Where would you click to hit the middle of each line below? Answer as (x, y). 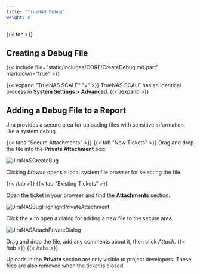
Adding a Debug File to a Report (66, 110)
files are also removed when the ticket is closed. (66, 266)
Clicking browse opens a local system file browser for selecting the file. (94, 172)
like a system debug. (32, 131)
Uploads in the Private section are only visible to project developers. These (99, 260)
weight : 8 (19, 17)
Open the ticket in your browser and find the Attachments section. (88, 195)
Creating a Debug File (47, 53)
